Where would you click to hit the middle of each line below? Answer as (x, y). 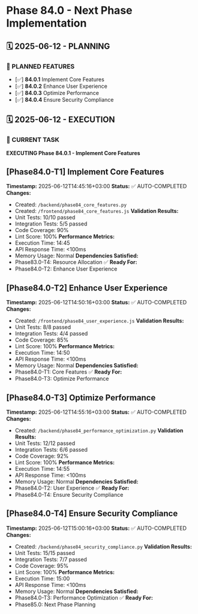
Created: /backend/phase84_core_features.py (71, 204)
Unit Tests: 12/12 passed (45, 443)
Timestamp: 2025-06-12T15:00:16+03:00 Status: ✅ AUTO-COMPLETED (97, 528)
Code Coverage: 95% (42, 565)
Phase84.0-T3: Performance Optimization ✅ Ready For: (84, 597)
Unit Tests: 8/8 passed (43, 327)
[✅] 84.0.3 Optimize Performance (57, 93)
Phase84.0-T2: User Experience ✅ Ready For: (72, 488)
